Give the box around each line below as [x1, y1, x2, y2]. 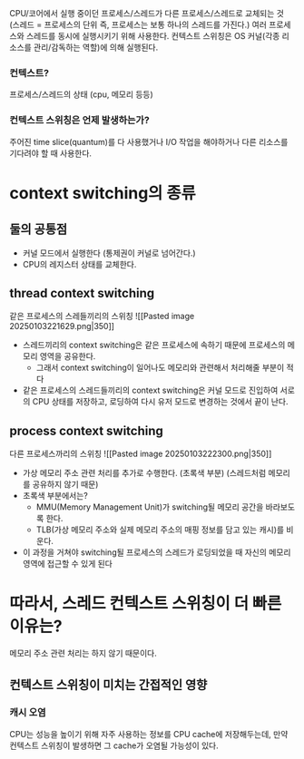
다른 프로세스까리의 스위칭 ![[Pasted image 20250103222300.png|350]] [9, 448, 272, 460]
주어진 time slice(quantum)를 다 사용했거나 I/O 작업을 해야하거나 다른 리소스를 [9, 136, 289, 147]
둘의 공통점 [9, 221, 68, 238]
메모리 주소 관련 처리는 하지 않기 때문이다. [9, 647, 157, 659]
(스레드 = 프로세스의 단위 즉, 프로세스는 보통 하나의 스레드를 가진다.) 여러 [9, 19, 268, 30]
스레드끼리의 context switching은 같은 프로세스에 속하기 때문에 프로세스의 [22, 339, 286, 351]
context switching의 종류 [9, 182, 197, 203]
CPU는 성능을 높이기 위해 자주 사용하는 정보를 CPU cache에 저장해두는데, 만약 [9, 728, 289, 739]
